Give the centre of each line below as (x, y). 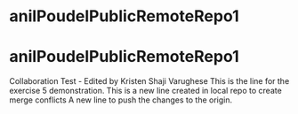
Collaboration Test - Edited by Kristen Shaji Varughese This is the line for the (149, 81)
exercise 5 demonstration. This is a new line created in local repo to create (145, 91)
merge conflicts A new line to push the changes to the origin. (121, 100)
